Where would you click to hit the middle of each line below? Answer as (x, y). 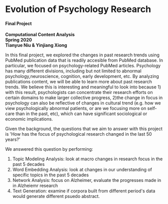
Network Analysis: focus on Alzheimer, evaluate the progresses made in (87, 180)
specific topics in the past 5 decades (51, 175)
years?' (13, 140)
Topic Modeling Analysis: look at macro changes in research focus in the (88, 159)
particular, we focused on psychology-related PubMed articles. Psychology (83, 66)
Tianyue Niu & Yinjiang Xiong (36, 45)
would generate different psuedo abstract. (56, 196)
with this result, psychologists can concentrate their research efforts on (79, 92)
